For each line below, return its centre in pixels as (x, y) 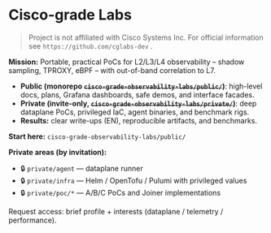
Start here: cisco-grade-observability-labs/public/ (97, 136)
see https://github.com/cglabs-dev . (90, 45)
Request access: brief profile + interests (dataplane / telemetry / (116, 211)
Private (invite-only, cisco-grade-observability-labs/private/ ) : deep (138, 103)
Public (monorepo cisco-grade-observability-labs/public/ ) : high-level (141, 86)
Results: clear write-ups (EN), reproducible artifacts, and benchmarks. (139, 120)
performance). (33, 220)
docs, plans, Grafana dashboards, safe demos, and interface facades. (137, 94)
